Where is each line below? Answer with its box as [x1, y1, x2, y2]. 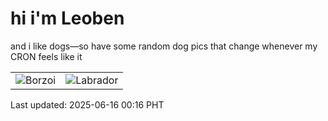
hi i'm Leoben [10, 7, 125, 30]
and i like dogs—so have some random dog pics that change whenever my [10, 40, 318, 52]
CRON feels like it [10, 50, 83, 62]
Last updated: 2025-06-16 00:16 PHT [10, 98, 165, 111]
